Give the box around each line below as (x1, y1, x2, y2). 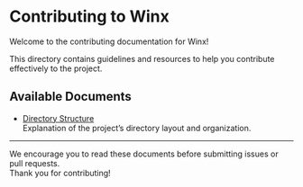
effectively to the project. (9, 63, 103, 74)
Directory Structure (22, 112, 95, 123)
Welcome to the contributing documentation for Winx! (9, 36, 209, 47)
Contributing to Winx (9, 6, 170, 27)
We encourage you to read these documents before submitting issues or (9, 148, 279, 159)
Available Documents (9, 89, 133, 104)
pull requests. (9, 157, 60, 168)
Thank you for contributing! (9, 167, 111, 178)
